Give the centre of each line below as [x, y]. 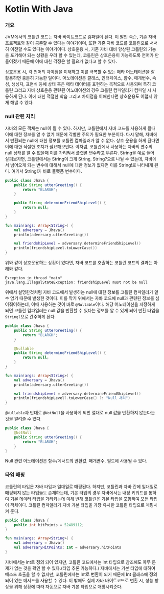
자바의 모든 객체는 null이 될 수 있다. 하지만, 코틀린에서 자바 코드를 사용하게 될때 [80, 128]
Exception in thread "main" [34, 278]
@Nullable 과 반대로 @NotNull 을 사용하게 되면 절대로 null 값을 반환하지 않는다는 [80, 413]
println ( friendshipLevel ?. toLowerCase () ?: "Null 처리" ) [72, 398]
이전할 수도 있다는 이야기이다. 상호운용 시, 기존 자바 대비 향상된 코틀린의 [79, 49]
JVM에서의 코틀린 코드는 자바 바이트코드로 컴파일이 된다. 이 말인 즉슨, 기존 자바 [81, 37]
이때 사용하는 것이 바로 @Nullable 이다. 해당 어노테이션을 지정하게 [93, 304]
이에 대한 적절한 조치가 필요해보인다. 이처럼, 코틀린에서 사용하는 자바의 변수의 [79, 146]
